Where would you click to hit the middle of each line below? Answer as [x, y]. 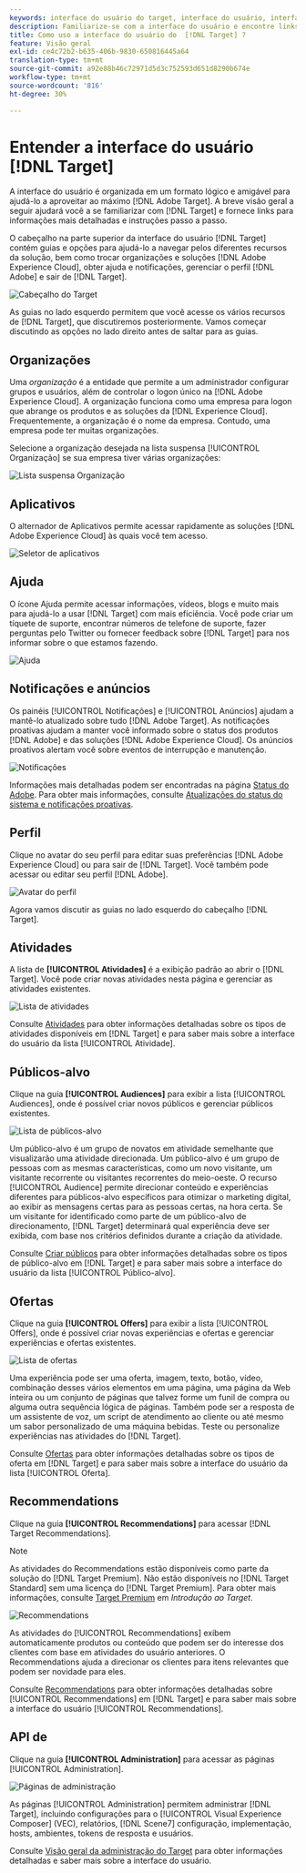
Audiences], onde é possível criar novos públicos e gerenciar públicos [141, 1104]
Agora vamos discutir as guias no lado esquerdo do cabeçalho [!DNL [139, 909]
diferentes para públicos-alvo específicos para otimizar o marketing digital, [150, 1197]
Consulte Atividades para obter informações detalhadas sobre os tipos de [148, 1024]
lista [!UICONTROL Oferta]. [60, 1472]
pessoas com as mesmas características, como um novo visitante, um [141, 1168]
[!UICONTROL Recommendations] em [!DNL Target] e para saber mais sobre [153, 1698]
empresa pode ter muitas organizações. [84, 431]
